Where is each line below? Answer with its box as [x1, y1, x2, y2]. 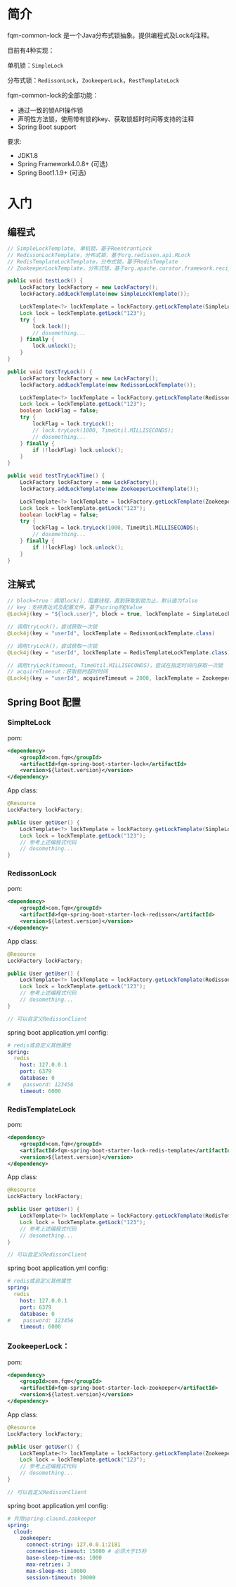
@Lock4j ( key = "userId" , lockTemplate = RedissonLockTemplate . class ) [7, 630, 216, 637]
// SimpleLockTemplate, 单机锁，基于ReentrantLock [7, 244, 152, 252]
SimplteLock [7, 718, 51, 728]
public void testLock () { [7, 278, 83, 285]
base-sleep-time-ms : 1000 [25, 1555, 102, 1562]
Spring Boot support [17, 123, 77, 131]
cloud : [13, 1528, 33, 1536]
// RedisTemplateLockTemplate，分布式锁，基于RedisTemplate [7, 258, 178, 265]
